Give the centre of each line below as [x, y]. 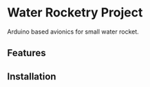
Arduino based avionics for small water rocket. [73, 32]
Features [26, 53]
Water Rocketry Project [75, 13]
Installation [32, 76]
